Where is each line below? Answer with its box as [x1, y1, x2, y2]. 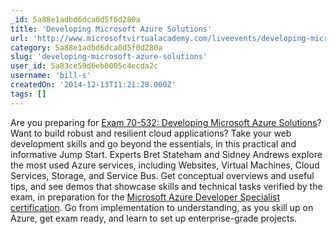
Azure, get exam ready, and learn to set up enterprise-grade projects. [10, 212, 297, 224]
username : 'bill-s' [10, 71, 92, 81]
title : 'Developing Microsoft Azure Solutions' [10, 24, 213, 34]
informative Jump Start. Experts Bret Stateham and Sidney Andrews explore [10, 148, 323, 160]
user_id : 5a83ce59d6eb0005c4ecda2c [10, 61, 159, 71]
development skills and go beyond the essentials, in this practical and [10, 137, 297, 150]
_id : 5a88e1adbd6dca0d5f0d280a [10, 14, 141, 25]
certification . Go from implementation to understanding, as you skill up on [10, 201, 314, 213]
